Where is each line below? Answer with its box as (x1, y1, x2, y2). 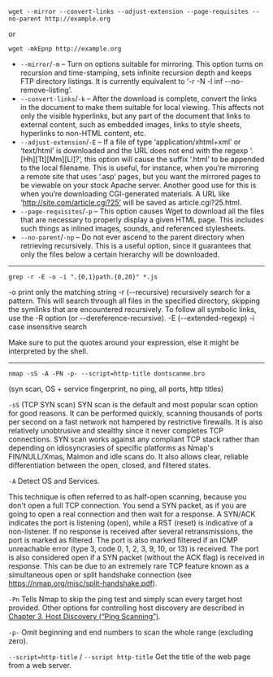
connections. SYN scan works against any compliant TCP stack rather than (8, 434, 260, 444)
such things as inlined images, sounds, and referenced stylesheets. (19, 224, 246, 233)
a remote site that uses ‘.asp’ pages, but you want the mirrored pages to (19, 172, 262, 181)
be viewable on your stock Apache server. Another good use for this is (19, 180, 257, 190)
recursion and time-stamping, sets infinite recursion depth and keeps (19, 68, 252, 77)
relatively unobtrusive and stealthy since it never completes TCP (8, 426, 223, 435)
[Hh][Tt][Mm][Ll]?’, (19, 155, 83, 164)
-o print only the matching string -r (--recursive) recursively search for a (8, 288, 250, 297)
